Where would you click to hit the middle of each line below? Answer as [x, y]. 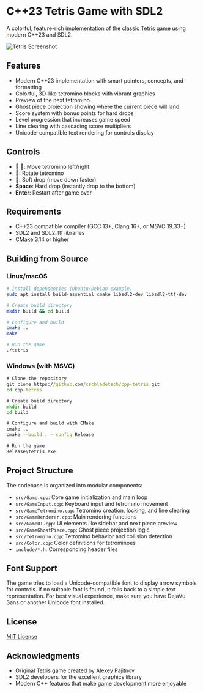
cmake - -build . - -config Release [50, 435]
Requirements [34, 211]
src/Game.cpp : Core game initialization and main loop [81, 497]
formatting [28, 87]
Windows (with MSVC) [41, 366]
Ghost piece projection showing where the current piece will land [97, 106]
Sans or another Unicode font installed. [56, 602]
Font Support [32, 569]
